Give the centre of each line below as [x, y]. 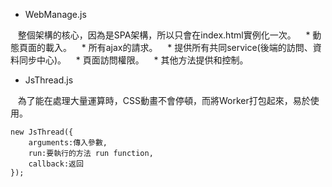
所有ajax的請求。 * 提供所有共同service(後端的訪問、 [200, 47]
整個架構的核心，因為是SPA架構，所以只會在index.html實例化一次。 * [164, 35]
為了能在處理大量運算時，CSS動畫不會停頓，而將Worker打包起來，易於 [164, 100]
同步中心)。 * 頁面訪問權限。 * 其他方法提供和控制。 [133, 60]
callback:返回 [56, 164]
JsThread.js [49, 80]
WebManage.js [55, 14]
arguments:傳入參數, [68, 143]
